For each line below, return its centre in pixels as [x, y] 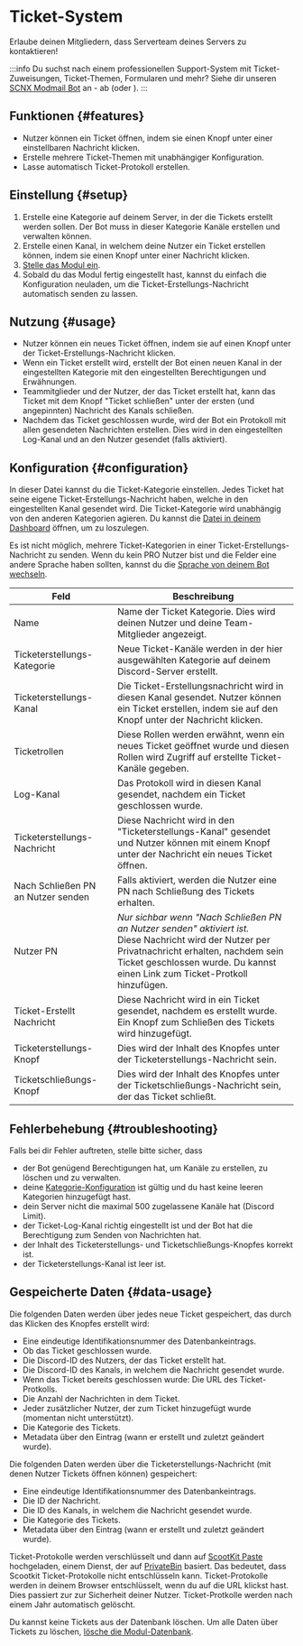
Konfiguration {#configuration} [99, 468]
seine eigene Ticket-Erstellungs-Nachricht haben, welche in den [129, 499]
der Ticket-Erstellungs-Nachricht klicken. [99, 353]
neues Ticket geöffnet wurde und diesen [203, 746]
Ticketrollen [39, 752]
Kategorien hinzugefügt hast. [77, 1197]
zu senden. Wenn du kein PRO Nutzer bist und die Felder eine [162, 555]
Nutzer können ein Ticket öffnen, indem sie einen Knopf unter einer [147, 138]
